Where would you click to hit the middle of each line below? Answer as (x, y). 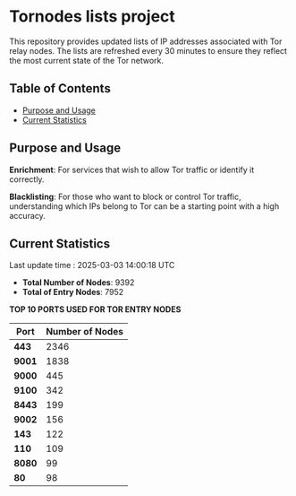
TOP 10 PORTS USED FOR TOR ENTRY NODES (95, 309)
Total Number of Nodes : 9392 (78, 283)
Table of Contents (60, 88)
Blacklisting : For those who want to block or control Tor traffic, (125, 196)
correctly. (27, 179)
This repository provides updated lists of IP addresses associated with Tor (146, 41)
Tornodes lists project (93, 17)
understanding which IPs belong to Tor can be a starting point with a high (144, 206)
